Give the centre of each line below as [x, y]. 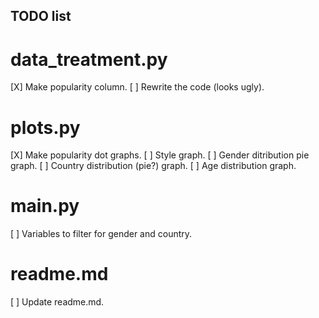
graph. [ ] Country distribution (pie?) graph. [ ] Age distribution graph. [153, 166]
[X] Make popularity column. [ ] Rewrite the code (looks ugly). [137, 87]
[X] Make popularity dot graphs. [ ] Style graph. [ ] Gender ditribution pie [160, 155]
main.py [45, 206]
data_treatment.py [89, 59]
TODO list [41, 16]
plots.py [45, 127]
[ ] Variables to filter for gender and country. [101, 234]
